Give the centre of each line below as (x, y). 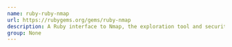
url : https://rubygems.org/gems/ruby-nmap (69, 20)
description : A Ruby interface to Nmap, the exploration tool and (105, 26)
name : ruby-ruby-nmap (38, 13)
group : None (24, 33)
